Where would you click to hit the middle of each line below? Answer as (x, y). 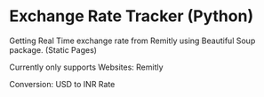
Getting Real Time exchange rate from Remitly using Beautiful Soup (132, 41)
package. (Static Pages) (53, 49)
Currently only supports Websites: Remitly (86, 67)
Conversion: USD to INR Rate (62, 84)
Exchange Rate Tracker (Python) (132, 16)
